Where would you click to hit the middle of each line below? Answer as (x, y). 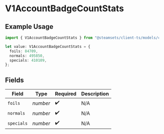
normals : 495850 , (27, 56)
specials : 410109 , (28, 60)
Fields (15, 80)
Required (66, 94)
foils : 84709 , (24, 51)
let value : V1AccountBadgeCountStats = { (48, 46)
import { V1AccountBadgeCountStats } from (49, 38)
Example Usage (29, 27)
